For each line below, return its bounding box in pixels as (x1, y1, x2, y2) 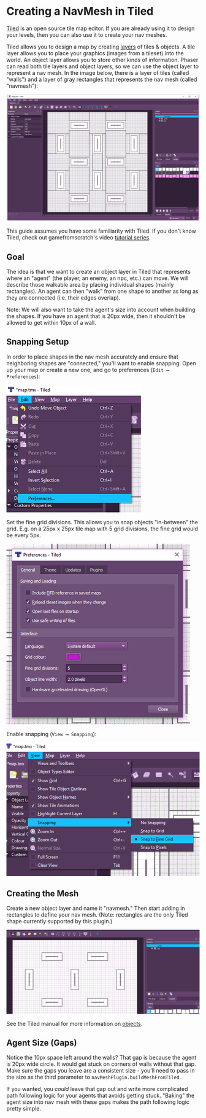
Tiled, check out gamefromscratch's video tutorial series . (6, 234, 151, 241)
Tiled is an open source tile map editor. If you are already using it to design (6, 25, 195, 32)
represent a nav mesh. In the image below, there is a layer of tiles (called (6, 69, 189, 76)
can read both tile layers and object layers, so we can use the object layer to (6, 63, 199, 70)
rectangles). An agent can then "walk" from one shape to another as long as (6, 287, 199, 295)
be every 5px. (6, 531, 41, 538)
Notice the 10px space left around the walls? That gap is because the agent (6, 1054, 197, 1062)
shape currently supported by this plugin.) (6, 918, 113, 925)
